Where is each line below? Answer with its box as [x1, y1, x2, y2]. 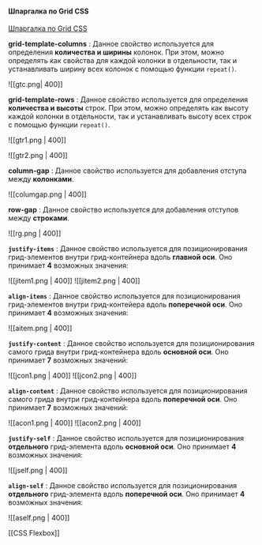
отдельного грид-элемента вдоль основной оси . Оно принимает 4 [8, 442, 237, 452]
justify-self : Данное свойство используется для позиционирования [8, 434, 245, 443]
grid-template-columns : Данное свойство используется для [8, 39, 215, 49]
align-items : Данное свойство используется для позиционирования [8, 291, 241, 301]
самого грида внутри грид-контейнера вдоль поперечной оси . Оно [8, 395, 238, 404]
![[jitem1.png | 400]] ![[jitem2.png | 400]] [8, 276, 140, 286]
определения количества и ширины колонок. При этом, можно [8, 47, 225, 57]
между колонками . [8, 175, 74, 184]
